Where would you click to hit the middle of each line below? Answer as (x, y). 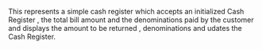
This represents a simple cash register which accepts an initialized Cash (126, 11)
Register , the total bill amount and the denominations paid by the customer (131, 20)
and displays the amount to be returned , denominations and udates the (125, 28)
